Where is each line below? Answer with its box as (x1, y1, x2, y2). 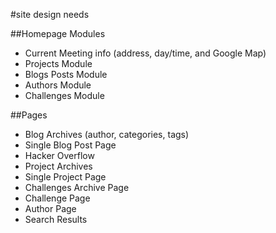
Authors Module (24, 79, 92, 91)
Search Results (24, 214, 88, 225)
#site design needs (10, 9, 90, 20)
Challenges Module (24, 90, 105, 101)
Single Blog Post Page (24, 139, 117, 151)
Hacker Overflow (24, 150, 95, 161)
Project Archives (24, 160, 93, 172)
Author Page (24, 203, 77, 214)
